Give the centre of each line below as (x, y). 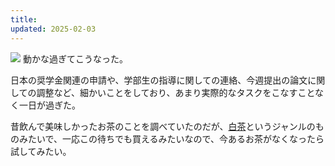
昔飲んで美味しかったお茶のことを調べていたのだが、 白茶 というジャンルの (163, 126)
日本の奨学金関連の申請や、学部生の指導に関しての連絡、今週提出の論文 (159, 80)
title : (24, 19)
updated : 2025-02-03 (53, 29)
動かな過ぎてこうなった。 (75, 58)
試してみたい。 (41, 151)
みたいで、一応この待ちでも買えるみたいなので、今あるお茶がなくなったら (171, 138)
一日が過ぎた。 (49, 105)
